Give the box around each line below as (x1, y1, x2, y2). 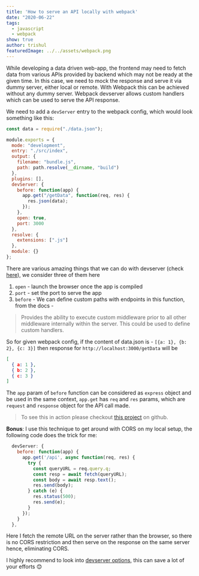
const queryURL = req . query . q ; (32, 465, 111, 471)
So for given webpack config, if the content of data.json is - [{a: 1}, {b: (6, 338, 187, 345)
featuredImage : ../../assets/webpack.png (6, 48, 111, 54)
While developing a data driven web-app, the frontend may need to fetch (6, 64, 186, 71)
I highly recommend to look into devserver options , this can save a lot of (6, 557, 185, 564)
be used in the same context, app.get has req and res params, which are (6, 396, 186, 403)
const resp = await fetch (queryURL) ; (32, 471, 128, 477)
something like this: (6, 114, 55, 121)
